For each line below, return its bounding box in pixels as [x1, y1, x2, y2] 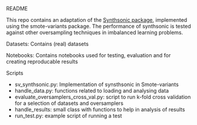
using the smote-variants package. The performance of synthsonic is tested [6, 23, 192, 29]
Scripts [6, 70, 24, 76]
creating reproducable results [6, 58, 78, 65]
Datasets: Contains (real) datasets [6, 41, 89, 47]
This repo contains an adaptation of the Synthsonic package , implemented [6, 17, 188, 23]
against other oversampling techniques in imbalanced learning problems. [6, 29, 183, 36]
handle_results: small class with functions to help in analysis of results [14, 106, 185, 113]
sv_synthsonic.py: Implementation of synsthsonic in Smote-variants [14, 81, 179, 88]
